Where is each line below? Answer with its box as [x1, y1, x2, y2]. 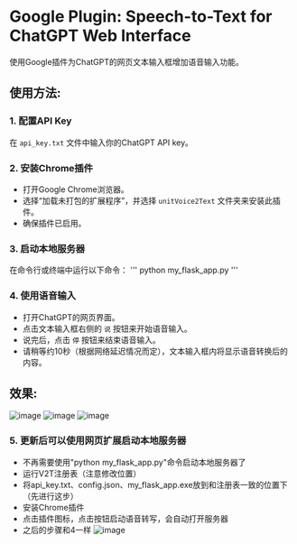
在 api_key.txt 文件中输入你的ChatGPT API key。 [9, 137, 194, 148]
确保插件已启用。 [22, 217, 87, 228]
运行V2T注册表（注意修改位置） [22, 467, 142, 479]
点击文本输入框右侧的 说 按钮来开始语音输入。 [22, 323, 192, 334]
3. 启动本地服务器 [9, 242, 86, 254]
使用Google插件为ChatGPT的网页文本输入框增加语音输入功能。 [9, 56, 244, 67]
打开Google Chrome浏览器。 [22, 183, 129, 195]
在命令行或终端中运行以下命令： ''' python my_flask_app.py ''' [9, 264, 239, 276]
